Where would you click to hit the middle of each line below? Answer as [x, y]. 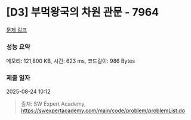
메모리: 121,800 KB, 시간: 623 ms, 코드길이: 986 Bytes [71, 61]
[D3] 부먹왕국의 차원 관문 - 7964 [83, 12]
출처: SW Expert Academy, [53, 104]
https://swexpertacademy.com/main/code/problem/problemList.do [103, 110]
